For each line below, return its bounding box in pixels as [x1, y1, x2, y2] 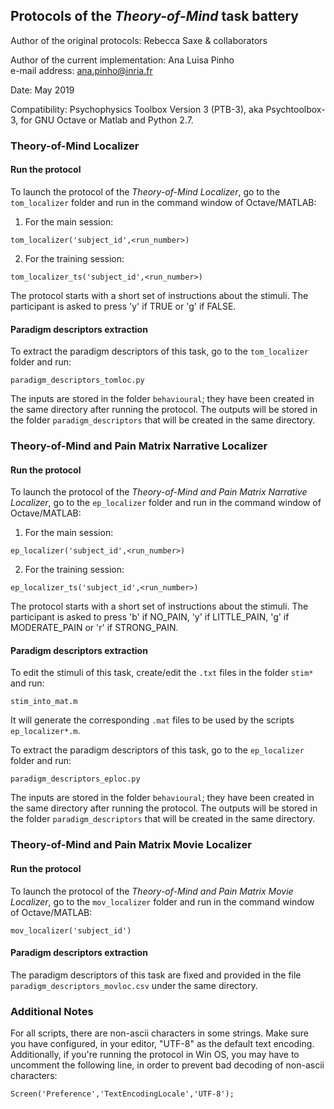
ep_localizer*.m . [10, 725, 81, 737]
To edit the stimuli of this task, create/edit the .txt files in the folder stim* [10, 667, 314, 679]
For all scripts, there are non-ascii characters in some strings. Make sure [10, 1027, 310, 1039]
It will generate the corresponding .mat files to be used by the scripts [10, 714, 295, 726]
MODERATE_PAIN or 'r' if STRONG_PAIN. [10, 622, 179, 634]
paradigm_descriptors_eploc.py [10, 774, 141, 784]
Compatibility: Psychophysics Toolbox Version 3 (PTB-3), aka [10, 103, 264, 115]
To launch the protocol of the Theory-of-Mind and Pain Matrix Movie [10, 885, 294, 897]
